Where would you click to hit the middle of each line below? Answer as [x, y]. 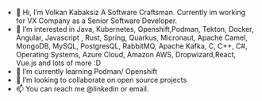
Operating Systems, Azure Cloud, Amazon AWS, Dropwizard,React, [126, 54]
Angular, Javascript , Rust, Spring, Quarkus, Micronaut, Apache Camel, [131, 37]
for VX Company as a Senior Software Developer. [96, 21]
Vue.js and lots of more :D [58, 63]
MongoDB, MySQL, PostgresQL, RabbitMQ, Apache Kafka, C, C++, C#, [131, 46]
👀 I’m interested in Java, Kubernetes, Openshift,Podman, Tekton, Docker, [135, 29]
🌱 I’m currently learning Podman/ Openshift [87, 71]
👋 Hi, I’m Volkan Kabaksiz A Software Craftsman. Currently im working [131, 12]
